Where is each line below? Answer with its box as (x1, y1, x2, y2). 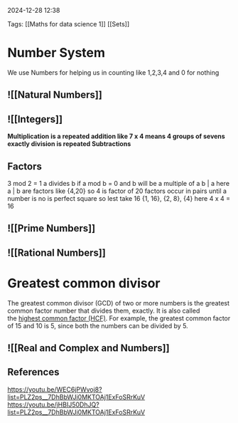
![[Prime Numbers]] (7, 222, 96, 234)
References (7, 366, 60, 378)
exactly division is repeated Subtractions (7, 140, 131, 148)
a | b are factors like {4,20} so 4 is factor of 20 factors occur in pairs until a (7, 187, 227, 195)
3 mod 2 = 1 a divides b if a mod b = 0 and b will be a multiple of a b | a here (7, 179, 229, 187)
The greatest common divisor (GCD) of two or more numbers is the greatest (7, 298, 229, 307)
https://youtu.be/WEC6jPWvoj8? (7, 385, 102, 394)
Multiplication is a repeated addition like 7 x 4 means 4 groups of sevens (7, 132, 225, 141)
